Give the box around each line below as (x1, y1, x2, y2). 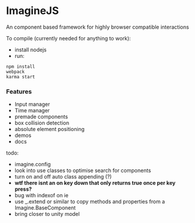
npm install (6, 63, 35, 70)
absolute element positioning (14, 126, 85, 133)
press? (14, 186, 32, 193)
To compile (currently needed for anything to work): (6, 35, 131, 42)
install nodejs (14, 46, 47, 53)
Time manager (14, 107, 50, 114)
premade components (14, 113, 69, 121)
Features (6, 87, 32, 95)
